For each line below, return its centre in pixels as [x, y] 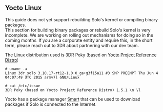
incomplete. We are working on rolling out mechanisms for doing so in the [79, 35]
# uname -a [16, 69]
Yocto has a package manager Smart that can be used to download [73, 99]
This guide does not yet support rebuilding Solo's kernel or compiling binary [81, 19]
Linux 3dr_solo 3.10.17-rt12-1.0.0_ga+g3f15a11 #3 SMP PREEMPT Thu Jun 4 [82, 73]
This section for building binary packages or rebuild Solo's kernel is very [78, 30]
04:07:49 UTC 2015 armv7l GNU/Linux [42, 77]
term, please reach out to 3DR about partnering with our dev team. [72, 45]
